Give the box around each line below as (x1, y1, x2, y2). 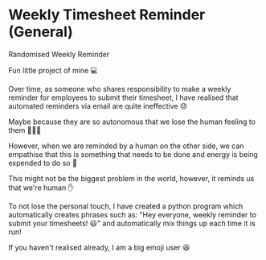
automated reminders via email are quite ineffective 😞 (8, 101, 188, 110)
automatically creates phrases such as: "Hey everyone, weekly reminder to (8, 209, 257, 219)
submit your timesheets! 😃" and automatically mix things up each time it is (8, 218, 256, 228)
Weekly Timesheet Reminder (8, 6, 206, 24)
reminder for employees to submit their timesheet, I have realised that (8, 93, 239, 102)
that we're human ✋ (8, 183, 75, 192)
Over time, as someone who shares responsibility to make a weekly (8, 84, 231, 93)
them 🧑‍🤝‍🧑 (8, 125, 42, 134)
